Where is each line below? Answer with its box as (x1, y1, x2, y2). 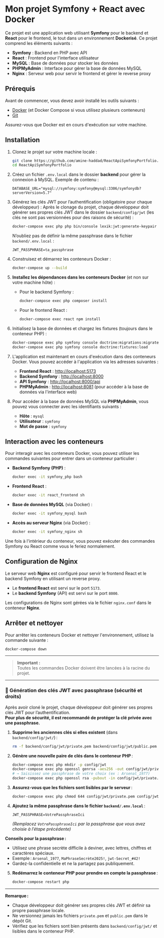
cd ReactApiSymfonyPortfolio (12, 163, 72, 168)
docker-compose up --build (12, 265, 67, 270)
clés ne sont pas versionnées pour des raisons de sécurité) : (12, 215, 134, 221)
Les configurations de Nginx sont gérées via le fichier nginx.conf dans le (5, 599, 151, 606)
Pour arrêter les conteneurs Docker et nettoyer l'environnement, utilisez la (5, 632, 154, 638)
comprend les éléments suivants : (5, 40, 73, 46)
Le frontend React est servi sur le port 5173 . (12, 585, 101, 591)
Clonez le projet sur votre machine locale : (12, 149, 98, 155)
